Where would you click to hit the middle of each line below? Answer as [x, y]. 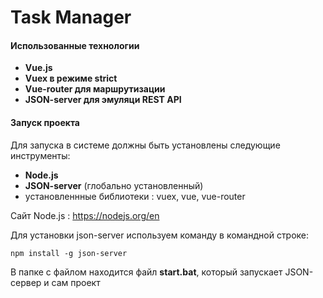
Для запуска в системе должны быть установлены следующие [145, 145]
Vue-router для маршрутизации [95, 89]
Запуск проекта [45, 122]
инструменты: [40, 155]
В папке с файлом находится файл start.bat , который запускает [146, 272]
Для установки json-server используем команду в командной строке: [160, 235]
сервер [26, 282]
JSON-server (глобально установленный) [114, 185]
